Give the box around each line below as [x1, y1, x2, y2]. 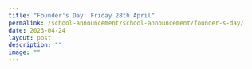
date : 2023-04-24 [8, 26, 66, 34]
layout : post [8, 33, 52, 42]
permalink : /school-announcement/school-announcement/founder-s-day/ [8, 19, 245, 27]
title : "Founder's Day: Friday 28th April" [8, 11, 156, 20]
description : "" [8, 41, 62, 49]
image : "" [8, 48, 41, 56]
